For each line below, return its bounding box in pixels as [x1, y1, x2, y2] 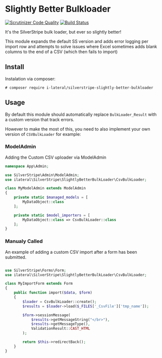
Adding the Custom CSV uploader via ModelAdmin [5, 154, 107, 160]
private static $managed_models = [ [14, 195, 89, 200]
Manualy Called [5, 238, 43, 245]
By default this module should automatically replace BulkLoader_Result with [5, 111, 157, 117]
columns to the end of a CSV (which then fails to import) [5, 49, 118, 55]
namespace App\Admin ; [5, 164, 49, 169]
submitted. [5, 254, 27, 260]
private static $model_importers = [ [14, 213, 90, 218]
